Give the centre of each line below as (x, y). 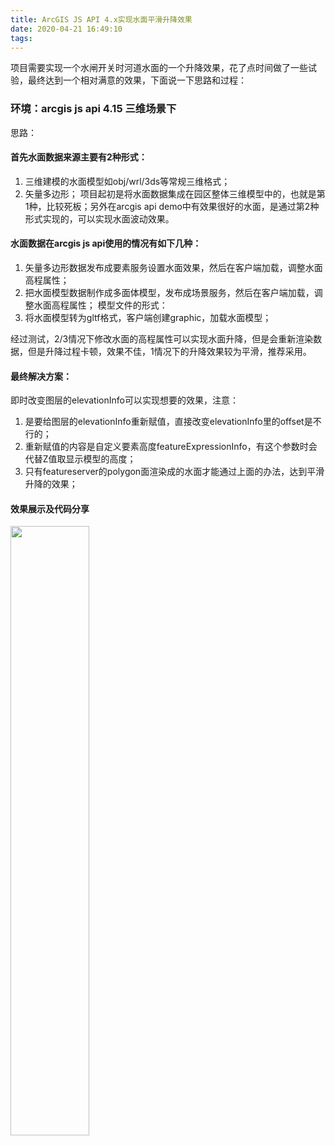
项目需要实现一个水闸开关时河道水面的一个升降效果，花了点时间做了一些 (159, 68)
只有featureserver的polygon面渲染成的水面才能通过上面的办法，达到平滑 (174, 472)
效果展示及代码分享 (50, 508)
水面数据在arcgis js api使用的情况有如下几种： (106, 243)
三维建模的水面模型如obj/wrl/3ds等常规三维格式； (127, 181)
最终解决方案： (41, 376)
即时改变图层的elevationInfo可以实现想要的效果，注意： (124, 400)
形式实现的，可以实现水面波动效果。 (99, 218)
